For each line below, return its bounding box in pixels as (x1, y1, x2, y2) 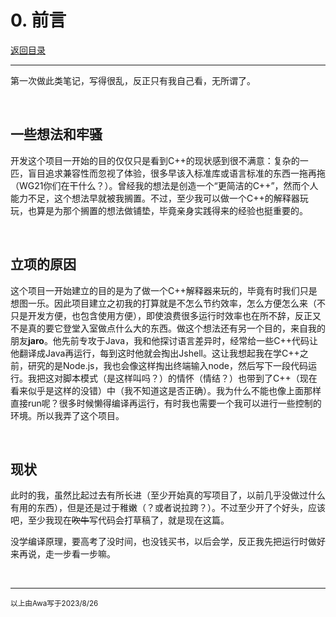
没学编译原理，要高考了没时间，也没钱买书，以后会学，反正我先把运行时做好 (10, 536, 326, 548)
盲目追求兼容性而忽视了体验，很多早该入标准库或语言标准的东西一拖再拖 (27, 167, 326, 179)
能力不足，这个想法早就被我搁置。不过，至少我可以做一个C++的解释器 (10, 192, 300, 204)
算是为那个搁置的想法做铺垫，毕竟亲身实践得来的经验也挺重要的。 (36, 204, 308, 216)
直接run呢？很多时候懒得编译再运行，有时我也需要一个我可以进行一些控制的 (10, 397, 322, 409)
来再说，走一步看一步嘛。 (10, 548, 116, 560)
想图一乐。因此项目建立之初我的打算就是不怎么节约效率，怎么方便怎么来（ (10, 297, 317, 309)
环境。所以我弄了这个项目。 (10, 409, 125, 421)
